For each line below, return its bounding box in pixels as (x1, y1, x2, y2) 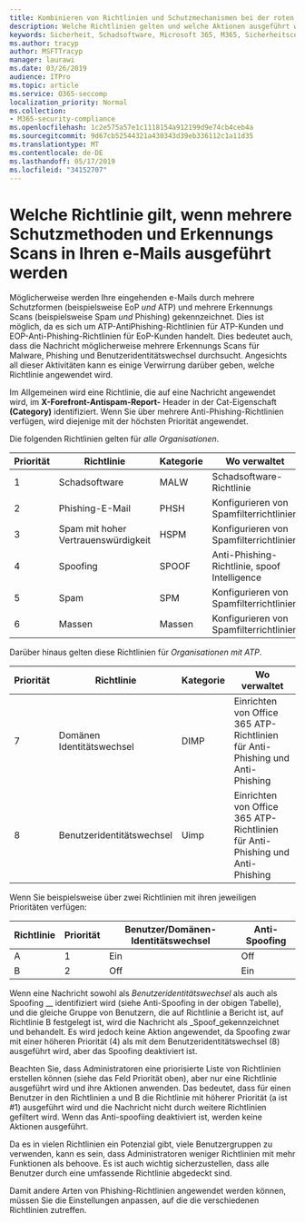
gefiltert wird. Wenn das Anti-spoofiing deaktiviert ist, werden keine (9, 1111, 263, 1122)
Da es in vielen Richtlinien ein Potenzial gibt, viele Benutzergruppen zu (9, 1139, 273, 1149)
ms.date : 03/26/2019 (9, 64, 88, 74)
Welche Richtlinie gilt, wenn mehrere (9, 204, 292, 225)
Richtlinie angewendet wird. (9, 370, 113, 380)
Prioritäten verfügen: (9, 902, 88, 912)
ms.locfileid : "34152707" (9, 165, 107, 174)
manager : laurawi (9, 55, 75, 64)
